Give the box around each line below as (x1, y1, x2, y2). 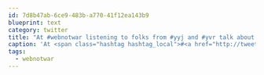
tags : (8, 48, 26, 55)
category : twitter (8, 26, 68, 34)
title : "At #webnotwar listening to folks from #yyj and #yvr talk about (8, 33, 255, 41)
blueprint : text (8, 19, 61, 27)
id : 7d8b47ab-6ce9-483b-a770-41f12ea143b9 (8, 11, 149, 20)
